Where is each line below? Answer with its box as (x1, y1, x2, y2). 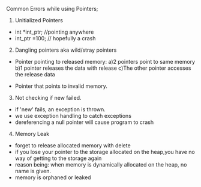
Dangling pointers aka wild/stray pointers (14, 46, 117, 54)
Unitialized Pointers (14, 17, 63, 23)
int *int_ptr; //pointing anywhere (14, 28, 94, 35)
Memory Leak (14, 130, 50, 137)
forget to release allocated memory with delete (14, 142, 131, 149)
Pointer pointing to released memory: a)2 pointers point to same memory (14, 58, 196, 65)
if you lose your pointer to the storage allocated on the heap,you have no (14, 149, 195, 155)
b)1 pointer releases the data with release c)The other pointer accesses (14, 64, 191, 72)
